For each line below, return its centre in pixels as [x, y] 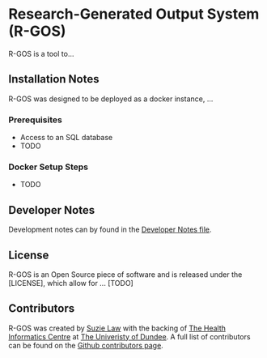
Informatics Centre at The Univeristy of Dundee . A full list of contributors [129, 336]
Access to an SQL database [66, 138]
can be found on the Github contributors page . [86, 345]
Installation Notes [54, 79]
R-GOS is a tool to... [41, 53]
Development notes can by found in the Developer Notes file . [110, 230]
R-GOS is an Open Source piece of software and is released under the [125, 274]
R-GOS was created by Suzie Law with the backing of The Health [117, 328]
